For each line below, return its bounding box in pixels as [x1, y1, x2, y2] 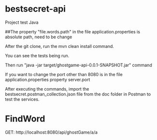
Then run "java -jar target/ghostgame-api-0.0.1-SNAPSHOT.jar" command [5, 62, 152, 68]
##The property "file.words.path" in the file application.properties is [5, 29, 140, 34]
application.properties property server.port [5, 77, 90, 82]
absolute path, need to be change [5, 34, 72, 40]
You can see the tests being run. [5, 52, 70, 59]
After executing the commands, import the [5, 86, 89, 92]
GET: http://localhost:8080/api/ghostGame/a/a [5, 129, 98, 135]
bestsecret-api [5, 3, 66, 15]
